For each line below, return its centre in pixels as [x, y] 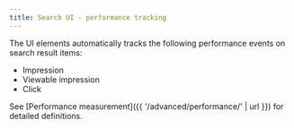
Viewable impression [61, 79]
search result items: [46, 52]
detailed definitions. [46, 115]
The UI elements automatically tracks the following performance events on [147, 43]
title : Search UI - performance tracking [88, 17]
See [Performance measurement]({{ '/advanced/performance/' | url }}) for [147, 106]
